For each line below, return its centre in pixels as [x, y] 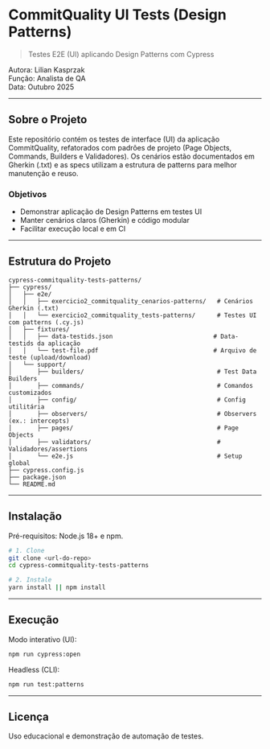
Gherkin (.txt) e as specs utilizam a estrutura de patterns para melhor [123, 165]
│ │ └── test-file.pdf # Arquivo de [133, 350]
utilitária [27, 407]
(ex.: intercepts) [39, 421]
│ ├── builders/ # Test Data [133, 372]
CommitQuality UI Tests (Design [117, 15]
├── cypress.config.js [46, 470]
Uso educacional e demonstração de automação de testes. [106, 736]
